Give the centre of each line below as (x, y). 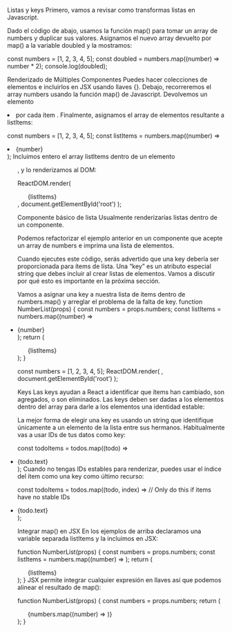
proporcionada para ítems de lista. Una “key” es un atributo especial (114, 266)
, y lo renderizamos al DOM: (57, 170)
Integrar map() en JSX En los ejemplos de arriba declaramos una (109, 531)
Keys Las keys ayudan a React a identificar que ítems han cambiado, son (120, 392)
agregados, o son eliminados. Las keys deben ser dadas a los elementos (120, 399)
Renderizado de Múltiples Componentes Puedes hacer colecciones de (107, 80)
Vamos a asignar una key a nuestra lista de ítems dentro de (101, 294)
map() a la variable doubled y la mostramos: (70, 45)
